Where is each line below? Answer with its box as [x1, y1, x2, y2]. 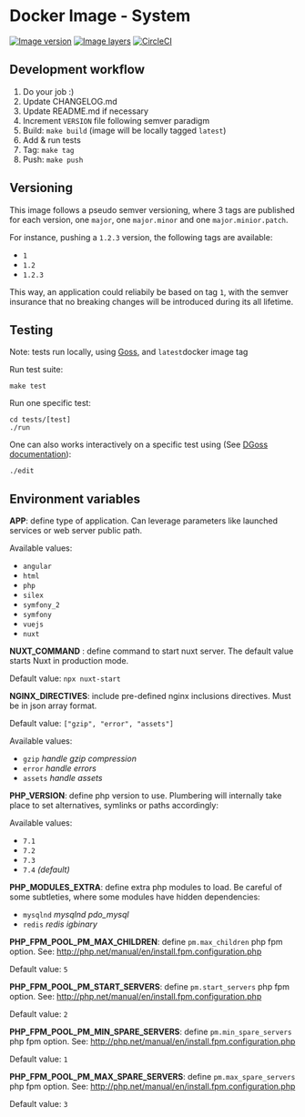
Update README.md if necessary [22, 106, 148, 117]
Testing [9, 322, 54, 338]
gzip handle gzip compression [22, 753, 137, 765]
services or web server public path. [9, 525, 143, 536]
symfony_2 [22, 601, 61, 610]
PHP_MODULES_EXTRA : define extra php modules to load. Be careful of [9, 882, 282, 893]
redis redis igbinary [22, 919, 98, 929]
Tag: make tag [22, 144, 75, 155]
